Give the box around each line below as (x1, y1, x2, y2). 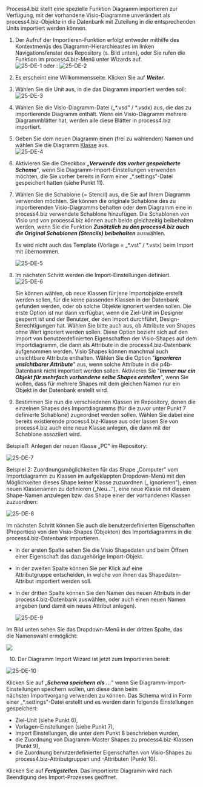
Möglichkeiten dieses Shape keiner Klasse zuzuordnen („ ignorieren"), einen (6, 479, 197, 486)
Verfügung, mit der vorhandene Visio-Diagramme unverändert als (6, 12, 171, 19)
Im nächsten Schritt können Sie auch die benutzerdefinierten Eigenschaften (6, 522, 195, 529)
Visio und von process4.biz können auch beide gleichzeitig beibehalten (15, 217, 194, 224)
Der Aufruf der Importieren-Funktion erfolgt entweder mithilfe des (15, 36, 180, 43)
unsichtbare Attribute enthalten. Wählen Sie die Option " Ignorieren (15, 354, 182, 361)
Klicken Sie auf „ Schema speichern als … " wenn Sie (6, 679, 138, 686)
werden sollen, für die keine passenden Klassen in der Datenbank (15, 296, 179, 303)
